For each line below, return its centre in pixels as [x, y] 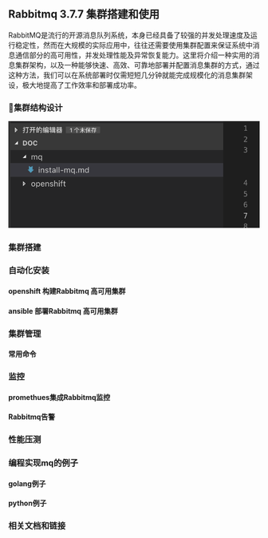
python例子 [28, 503]
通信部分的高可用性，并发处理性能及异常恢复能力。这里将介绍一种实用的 [134, 55]
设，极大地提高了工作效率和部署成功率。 [75, 85]
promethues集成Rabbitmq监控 [59, 397]
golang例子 [27, 483]
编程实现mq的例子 [43, 463]
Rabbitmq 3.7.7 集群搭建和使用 [84, 14]
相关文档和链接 [37, 526]
